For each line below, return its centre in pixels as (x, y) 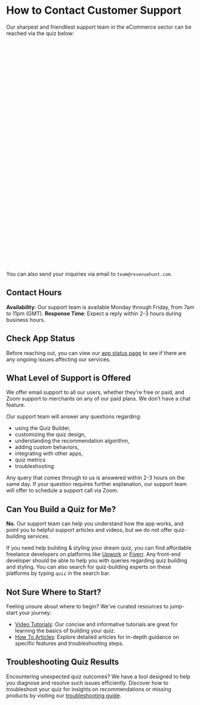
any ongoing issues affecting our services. (59, 359)
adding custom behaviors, (47, 447)
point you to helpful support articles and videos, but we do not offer (90, 530)
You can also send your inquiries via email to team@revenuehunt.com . (89, 274)
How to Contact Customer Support (94, 10)
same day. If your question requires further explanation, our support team (96, 484)
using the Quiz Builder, (43, 428)
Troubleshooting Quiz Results (63, 662)
